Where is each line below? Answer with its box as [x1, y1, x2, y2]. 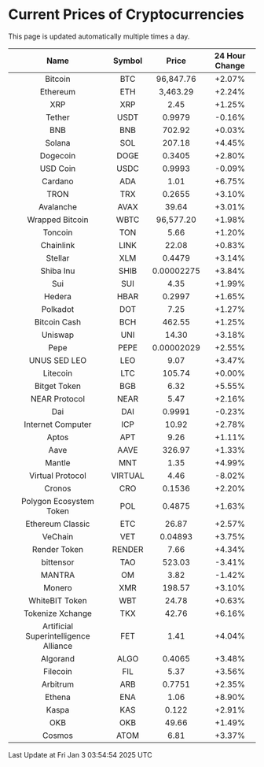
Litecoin [42, 368, 73, 379]
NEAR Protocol [30, 393, 85, 404]
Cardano [42, 176, 74, 187]
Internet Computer [23, 419, 92, 430]
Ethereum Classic [25, 518, 90, 529]
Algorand [40, 653, 75, 664]
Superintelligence [25, 630, 90, 641]
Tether [46, 112, 70, 123]
